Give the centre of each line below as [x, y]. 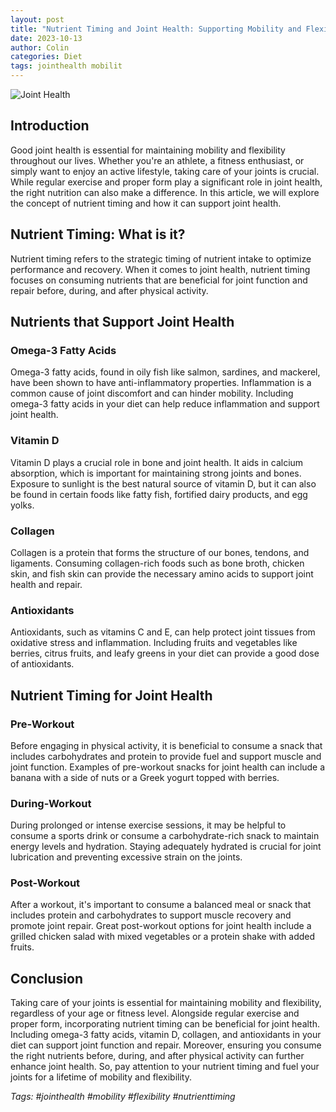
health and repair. [46, 584]
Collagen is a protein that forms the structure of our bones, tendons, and [160, 552]
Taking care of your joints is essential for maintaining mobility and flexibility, [166, 1003]
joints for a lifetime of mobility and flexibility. [101, 1077]
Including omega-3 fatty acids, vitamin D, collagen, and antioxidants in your [166, 1035]
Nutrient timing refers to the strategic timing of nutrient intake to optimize [161, 258]
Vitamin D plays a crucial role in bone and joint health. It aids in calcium [157, 462]
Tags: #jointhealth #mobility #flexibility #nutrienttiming [123, 1097]
